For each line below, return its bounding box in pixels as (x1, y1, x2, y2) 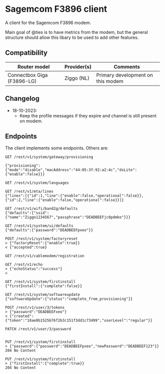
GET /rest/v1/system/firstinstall (5, 279, 76, 285)
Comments (113, 63, 140, 70)
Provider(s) (64, 63, 92, 70)
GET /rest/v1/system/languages (5, 180, 69, 185)
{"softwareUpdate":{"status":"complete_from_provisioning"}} (5, 296, 133, 302)
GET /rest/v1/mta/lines (5, 189, 54, 194)
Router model (17, 63, 50, 70)
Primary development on (96, 71, 153, 78)
